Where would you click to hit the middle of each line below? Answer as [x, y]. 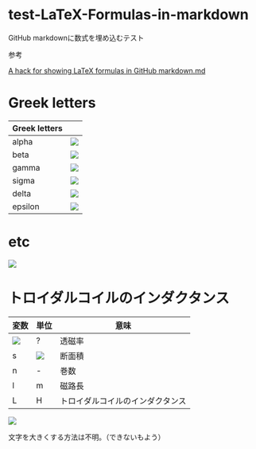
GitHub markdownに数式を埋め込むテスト [76, 37]
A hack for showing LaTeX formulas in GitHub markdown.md [107, 70]
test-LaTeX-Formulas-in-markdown [128, 15]
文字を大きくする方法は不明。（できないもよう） [87, 437]
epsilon [26, 207]
